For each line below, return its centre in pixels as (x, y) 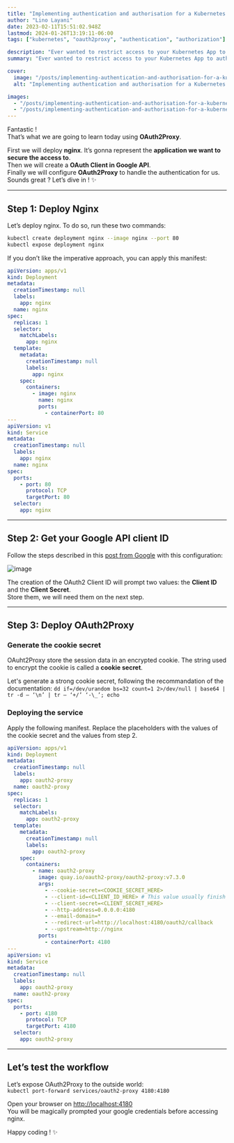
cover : (17, 71)
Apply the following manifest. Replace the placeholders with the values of (112, 727)
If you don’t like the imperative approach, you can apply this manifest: (107, 258)
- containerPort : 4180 (77, 942)
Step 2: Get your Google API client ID (88, 538)
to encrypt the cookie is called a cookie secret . (75, 668)
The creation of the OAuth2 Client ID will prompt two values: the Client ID (112, 582)
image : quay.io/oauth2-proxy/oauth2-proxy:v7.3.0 (112, 878)
